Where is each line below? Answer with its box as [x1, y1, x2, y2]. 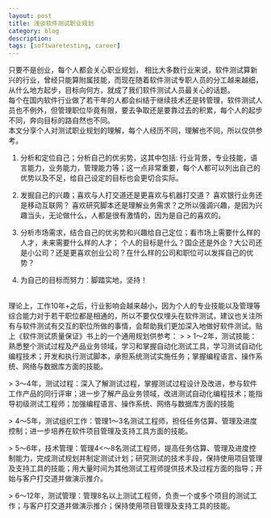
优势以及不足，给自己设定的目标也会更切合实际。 [19, 173, 183, 183]
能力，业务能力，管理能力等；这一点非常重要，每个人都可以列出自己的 [27, 163, 261, 173]
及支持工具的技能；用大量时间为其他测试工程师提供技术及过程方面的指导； [8, 464, 256, 474]
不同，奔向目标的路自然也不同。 [8, 116, 115, 125]
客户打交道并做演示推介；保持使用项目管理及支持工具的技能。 [29, 501, 235, 511]
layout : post [8, 11, 52, 20]
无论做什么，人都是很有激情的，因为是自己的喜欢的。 [48, 211, 226, 221]
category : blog [8, 27, 60, 35]
